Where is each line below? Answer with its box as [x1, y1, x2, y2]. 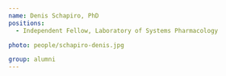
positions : [8, 19, 45, 27]
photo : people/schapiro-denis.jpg [8, 41, 125, 49]
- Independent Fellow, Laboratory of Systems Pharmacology [15, 26, 219, 34]
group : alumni [8, 55, 56, 64]
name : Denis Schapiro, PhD [8, 11, 99, 20]
